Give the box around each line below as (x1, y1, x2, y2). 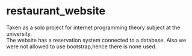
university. (6, 30, 32, 37)
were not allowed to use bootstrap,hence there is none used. (6, 43, 157, 50)
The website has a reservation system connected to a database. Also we (6, 36, 187, 43)
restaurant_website (6, 4, 106, 18)
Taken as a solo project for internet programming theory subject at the (6, 24, 181, 31)
